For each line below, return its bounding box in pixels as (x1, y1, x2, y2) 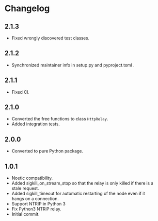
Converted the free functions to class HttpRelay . (11, 116, 109, 122)
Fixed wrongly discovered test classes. (11, 35, 90, 41)
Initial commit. (11, 211, 40, 217)
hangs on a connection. (11, 196, 59, 202)
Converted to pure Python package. (11, 148, 83, 154)
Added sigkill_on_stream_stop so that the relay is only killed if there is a (11, 180, 154, 186)
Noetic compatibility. (11, 175, 53, 181)
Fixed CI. (11, 89, 30, 95)
